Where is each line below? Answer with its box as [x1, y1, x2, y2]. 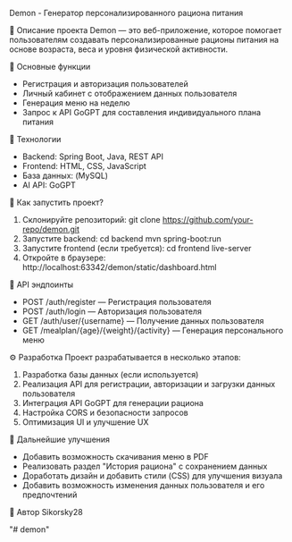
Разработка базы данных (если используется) [21, 369, 199, 379]
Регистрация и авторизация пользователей [21, 79, 189, 89]
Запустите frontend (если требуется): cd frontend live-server [21, 243, 252, 253]
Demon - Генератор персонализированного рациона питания [9, 8, 244, 18]
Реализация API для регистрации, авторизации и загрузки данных [21, 379, 276, 389]
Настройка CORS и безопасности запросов [21, 407, 189, 418]
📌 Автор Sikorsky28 [9, 507, 83, 517]
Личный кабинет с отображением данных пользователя [21, 89, 238, 98]
